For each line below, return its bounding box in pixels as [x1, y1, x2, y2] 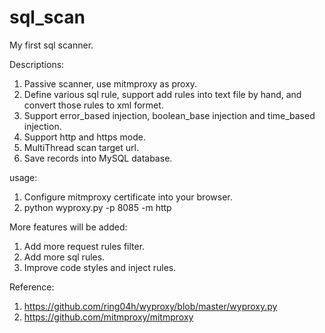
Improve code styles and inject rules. [23, 261, 177, 273]
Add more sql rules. [23, 251, 106, 263]
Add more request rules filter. [23, 240, 146, 252]
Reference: [9, 281, 55, 293]
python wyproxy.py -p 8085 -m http [23, 201, 172, 213]
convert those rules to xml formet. [23, 99, 164, 111]
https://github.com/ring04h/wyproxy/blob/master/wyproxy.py [23, 300, 278, 312]
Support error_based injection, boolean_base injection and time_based [23, 109, 316, 121]
